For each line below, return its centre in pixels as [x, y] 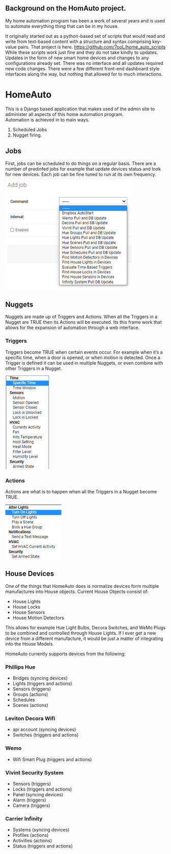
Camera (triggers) [31, 805]
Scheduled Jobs [30, 129]
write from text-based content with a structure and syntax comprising [78, 41]
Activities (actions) [32, 841]
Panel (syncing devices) [38, 794]
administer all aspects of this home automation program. [64, 114]
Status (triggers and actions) [42, 846]
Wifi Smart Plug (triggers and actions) [52, 759]
